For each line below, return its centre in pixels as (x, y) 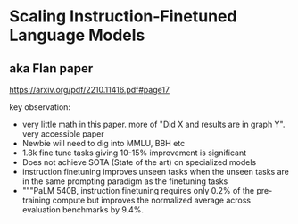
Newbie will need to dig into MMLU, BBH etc (103, 143)
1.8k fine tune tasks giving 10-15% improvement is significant (134, 153)
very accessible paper (63, 134)
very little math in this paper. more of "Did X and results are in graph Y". (153, 124)
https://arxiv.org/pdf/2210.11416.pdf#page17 (90, 90)
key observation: (40, 107)
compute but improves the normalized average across (152, 200)
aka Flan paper (51, 68)
